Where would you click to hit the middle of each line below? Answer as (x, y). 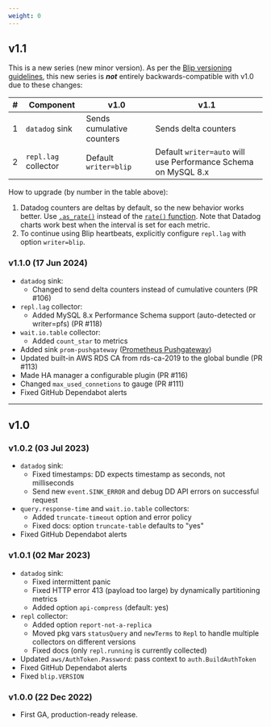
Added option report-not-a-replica (92, 624)
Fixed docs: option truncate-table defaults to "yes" (118, 526)
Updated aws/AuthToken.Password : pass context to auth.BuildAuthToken (138, 658)
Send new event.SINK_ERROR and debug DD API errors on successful (146, 492)
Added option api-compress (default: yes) (100, 607)
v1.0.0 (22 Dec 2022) (50, 697)
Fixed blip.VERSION (52, 676)
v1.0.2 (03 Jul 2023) (49, 448)
